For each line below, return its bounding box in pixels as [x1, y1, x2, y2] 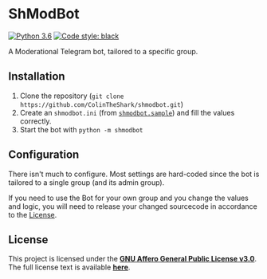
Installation [8, 69, 65, 84]
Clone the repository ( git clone [19, 91, 124, 100]
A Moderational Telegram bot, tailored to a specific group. [8, 46, 198, 56]
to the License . [8, 210, 57, 219]
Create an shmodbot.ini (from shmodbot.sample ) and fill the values [19, 108, 235, 117]
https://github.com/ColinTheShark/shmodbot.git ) [19, 99, 184, 108]
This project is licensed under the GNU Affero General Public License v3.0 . [8, 254, 257, 264]
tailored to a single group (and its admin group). [8, 177, 165, 187]
